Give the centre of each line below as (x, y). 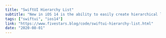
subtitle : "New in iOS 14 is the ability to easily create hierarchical (82, 14)
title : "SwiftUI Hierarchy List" (40, 10)
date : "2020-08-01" (25, 28)
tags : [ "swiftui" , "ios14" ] (34, 19)
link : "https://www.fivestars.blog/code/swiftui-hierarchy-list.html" (79, 23)
